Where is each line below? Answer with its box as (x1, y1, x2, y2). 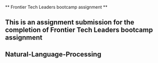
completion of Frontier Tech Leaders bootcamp (5, 26, 153, 34)
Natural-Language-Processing (5, 50, 102, 58)
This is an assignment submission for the (5, 18, 135, 26)
